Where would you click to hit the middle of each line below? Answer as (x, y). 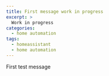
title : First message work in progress (55, 11)
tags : (13, 39)
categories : (21, 28)
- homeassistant (31, 45)
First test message (28, 67)
